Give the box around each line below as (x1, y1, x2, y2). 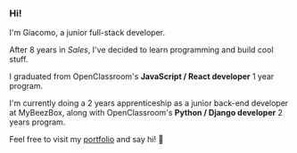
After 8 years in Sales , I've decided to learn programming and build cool (9, 44, 274, 55)
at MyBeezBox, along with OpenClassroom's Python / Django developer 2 (9, 108, 284, 118)
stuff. (9, 54, 29, 65)
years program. (9, 117, 66, 127)
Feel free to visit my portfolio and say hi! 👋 (9, 134, 164, 145)
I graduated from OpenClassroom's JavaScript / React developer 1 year (9, 71, 275, 82)
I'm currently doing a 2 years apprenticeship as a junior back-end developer (9, 98, 289, 109)
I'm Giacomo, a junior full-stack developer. (9, 28, 165, 38)
